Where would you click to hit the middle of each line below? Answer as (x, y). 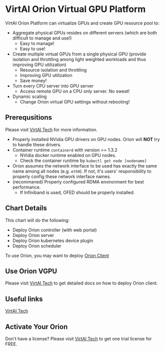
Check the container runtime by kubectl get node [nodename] (83, 160)
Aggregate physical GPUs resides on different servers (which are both (85, 32)
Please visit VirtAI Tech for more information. (51, 129)
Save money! (33, 80)
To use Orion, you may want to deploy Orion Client (57, 255)
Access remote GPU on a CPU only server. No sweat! (75, 91)
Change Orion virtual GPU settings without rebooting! (75, 101)
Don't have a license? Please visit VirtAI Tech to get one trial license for (78, 339)
